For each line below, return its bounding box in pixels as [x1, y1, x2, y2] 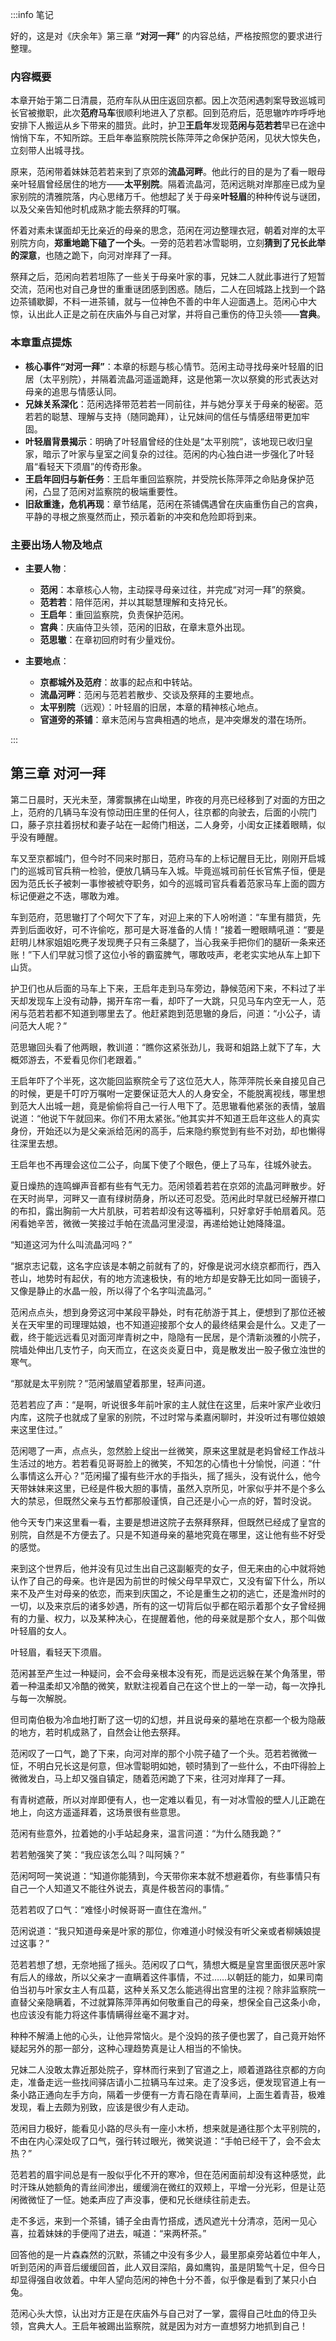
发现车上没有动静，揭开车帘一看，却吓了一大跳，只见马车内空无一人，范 [27, 994, 326, 1007]
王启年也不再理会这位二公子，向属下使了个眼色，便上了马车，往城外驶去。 [10, 1158, 317, 1170]
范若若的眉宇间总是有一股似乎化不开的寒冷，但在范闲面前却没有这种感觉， [10, 2168, 317, 2180]
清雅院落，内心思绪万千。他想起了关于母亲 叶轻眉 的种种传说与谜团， [44, 191, 326, 203]
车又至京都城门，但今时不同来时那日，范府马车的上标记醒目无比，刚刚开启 [10, 852, 317, 864]
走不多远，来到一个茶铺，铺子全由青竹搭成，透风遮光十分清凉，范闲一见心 [10, 2214, 317, 2227]
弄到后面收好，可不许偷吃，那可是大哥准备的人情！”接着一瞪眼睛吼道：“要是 [10, 923, 325, 935]
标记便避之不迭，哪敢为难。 [10, 889, 125, 902]
